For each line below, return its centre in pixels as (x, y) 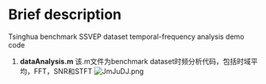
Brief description (65, 15)
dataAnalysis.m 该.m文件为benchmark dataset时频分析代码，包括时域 (135, 61)
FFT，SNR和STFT (63, 71)
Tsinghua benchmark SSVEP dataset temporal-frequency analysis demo (126, 36)
